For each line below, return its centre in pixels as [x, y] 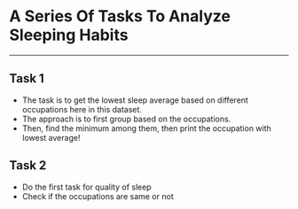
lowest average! [51, 137]
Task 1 [27, 78]
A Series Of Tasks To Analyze [120, 16]
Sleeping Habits [69, 35]
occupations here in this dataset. [82, 109]
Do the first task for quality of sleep [87, 187]
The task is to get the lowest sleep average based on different [135, 100]
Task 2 [28, 166]
